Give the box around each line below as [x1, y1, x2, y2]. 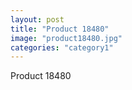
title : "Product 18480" [10, 24, 110, 34]
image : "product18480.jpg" [10, 33, 123, 43]
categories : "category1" [10, 42, 114, 53]
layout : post [10, 14, 65, 25]
